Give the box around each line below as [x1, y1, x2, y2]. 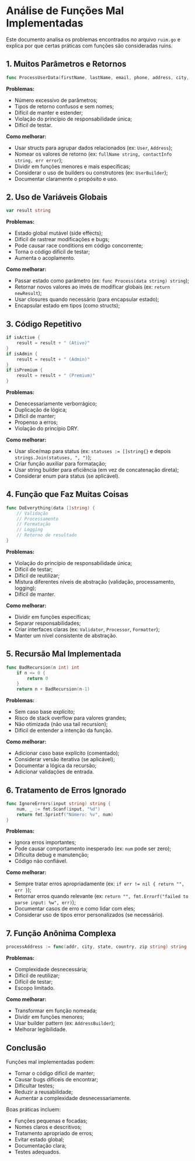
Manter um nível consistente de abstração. [14, 632, 118, 639]
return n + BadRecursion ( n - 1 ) [16, 686, 90, 692]
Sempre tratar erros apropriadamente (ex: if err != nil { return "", [14, 880, 185, 888]
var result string [6, 208, 51, 214]
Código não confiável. [14, 858, 68, 865]
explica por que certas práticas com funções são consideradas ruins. [6, 42, 173, 49]
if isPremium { [6, 367, 43, 373]
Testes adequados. [14, 1148, 61, 1155]
